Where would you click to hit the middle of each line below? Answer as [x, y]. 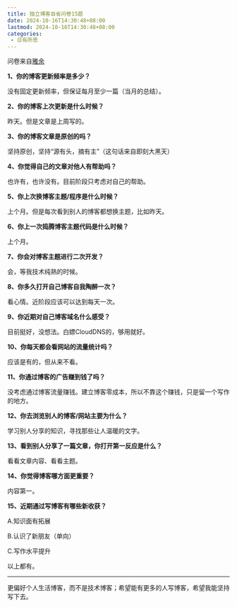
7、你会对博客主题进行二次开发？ [56, 257]
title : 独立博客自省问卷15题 [45, 14]
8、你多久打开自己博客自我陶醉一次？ [62, 287]
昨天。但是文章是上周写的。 [48, 122]
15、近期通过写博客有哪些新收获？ [57, 506]
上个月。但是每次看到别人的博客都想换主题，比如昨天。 [87, 212]
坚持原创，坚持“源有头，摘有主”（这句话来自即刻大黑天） [91, 151]
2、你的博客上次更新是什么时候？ [56, 106]
